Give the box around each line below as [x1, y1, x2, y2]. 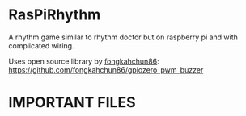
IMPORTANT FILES [8, 93, 136, 112]
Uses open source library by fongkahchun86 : [8, 56, 159, 66]
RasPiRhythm [8, 6, 101, 24]
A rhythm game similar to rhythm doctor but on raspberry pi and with [8, 32, 239, 42]
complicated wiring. [8, 40, 74, 50]
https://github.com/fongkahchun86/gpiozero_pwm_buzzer [8, 64, 204, 74]
